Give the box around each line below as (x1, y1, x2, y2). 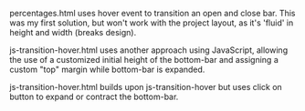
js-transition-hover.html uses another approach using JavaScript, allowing (9, 45, 289, 55)
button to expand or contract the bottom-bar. (9, 91, 179, 102)
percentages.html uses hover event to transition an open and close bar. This (9, 8, 296, 18)
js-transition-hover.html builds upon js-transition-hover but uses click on (9, 82, 283, 92)
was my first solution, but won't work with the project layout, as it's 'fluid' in (9, 17, 294, 28)
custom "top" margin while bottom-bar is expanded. (9, 64, 205, 75)
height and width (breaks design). (9, 27, 137, 37)
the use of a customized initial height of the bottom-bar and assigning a (9, 55, 279, 65)
